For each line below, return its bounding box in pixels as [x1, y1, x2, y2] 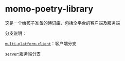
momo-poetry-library [5, 3, 93, 15]
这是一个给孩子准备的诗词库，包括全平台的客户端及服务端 [5, 20, 120, 26]
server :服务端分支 [5, 51, 41, 57]
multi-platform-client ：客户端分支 [5, 40, 77, 46]
